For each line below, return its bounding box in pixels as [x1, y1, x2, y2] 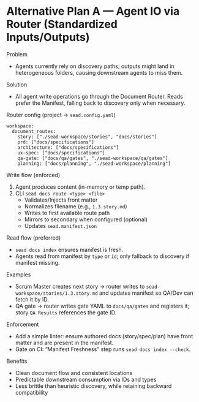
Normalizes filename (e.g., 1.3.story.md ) [24, 202, 127, 210]
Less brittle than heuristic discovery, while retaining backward [15, 382, 172, 390]
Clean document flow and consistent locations [15, 369, 133, 376]
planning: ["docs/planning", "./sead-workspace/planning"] [17, 161, 171, 167]
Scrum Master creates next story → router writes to [15, 283, 145, 290]
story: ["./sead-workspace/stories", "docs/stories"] [17, 134, 157, 140]
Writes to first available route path [24, 209, 110, 216]
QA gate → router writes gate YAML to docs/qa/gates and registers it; [15, 302, 190, 309]
